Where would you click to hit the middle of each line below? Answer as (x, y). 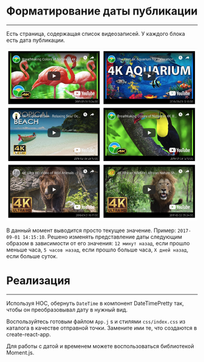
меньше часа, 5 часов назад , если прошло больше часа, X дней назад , (97, 250)
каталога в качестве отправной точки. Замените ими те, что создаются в (102, 328)
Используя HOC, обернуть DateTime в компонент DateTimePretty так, (95, 303)
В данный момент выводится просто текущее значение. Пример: (91, 230)
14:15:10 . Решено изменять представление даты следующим (102, 237)
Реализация (39, 280)
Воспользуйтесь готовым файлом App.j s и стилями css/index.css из (96, 321)
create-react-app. (29, 334)
